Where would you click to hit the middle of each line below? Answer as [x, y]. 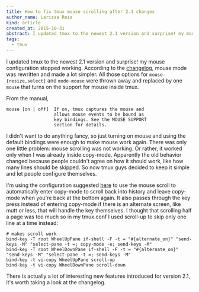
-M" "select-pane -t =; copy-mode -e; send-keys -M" [86, 244]
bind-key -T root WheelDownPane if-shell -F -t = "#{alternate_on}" [92, 249]
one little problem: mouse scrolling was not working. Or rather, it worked [94, 148]
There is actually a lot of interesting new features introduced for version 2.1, [98, 276]
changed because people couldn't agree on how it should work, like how [95, 161]
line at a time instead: [32, 223]
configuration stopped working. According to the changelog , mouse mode [97, 68]
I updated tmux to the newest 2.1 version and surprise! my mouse [86, 61]
